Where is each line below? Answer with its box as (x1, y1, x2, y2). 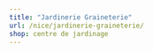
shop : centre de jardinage (9, 29, 109, 38)
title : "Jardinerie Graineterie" (9, 12, 133, 22)
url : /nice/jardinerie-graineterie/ (9, 21, 144, 30)
